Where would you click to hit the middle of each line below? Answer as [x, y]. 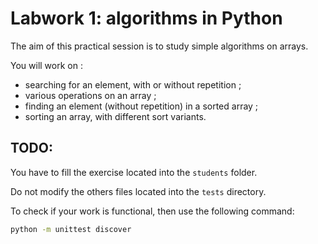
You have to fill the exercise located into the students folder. [134, 172]
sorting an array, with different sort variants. [115, 116]
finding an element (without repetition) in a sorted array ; [141, 106]
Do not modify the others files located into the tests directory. [138, 191]
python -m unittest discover [71, 229]
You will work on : [46, 65]
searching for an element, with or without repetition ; [133, 84]
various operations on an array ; [90, 95]
